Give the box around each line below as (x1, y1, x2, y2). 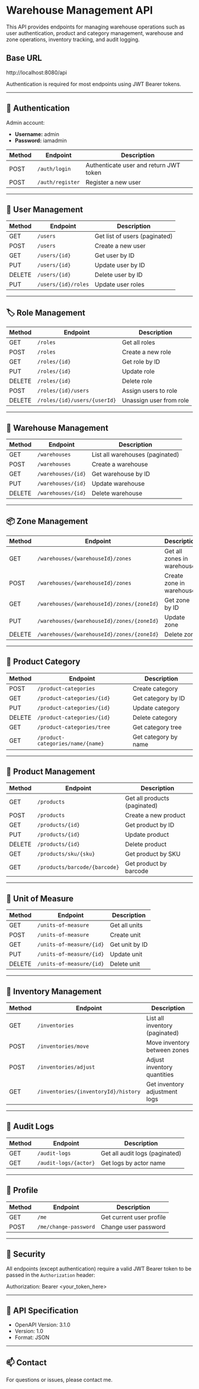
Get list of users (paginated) (94, 232, 173, 241)
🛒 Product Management (6, 767, 95, 777)
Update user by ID (94, 261, 145, 269)
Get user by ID (94, 251, 135, 260)
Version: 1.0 (14, 1328, 43, 1335)
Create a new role (122, 348, 172, 357)
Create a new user (94, 242, 146, 250)
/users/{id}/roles (37, 281, 89, 288)
